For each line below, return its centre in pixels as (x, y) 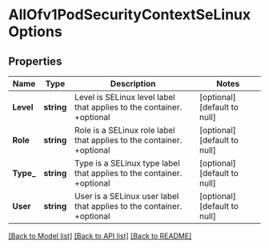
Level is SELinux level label (125, 97)
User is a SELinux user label (127, 196)
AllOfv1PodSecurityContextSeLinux (129, 15)
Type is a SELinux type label (127, 163)
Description (133, 84)
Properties (35, 61)
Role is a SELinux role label (125, 130)
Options (35, 32)
